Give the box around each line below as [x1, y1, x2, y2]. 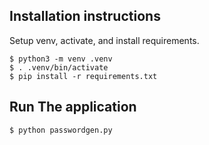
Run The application [9, 99, 137, 116]
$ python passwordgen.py [9, 125, 113, 135]
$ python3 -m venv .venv [9, 54, 113, 64]
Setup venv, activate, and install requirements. [9, 34, 200, 46]
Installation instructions [9, 8, 161, 25]
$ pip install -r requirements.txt [9, 71, 158, 81]
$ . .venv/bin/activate [9, 62, 109, 73]
